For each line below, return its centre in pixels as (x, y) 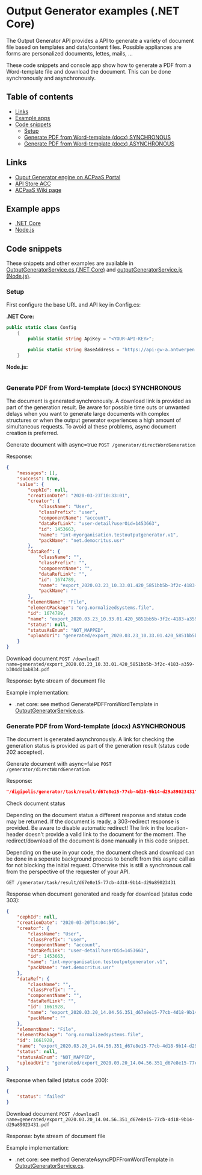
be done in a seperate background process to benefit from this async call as (101, 859)
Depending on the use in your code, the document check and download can (100, 853)
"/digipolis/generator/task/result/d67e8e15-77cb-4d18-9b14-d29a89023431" (102, 792)
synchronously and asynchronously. (51, 78)
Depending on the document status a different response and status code (96, 815)
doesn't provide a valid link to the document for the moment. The (106, 835)
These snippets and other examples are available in (70, 263)
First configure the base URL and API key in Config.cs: (74, 305)
